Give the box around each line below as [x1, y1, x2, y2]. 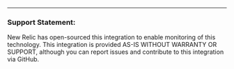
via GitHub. [7, 55, 40, 63]
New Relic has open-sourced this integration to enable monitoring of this [7, 33, 216, 41]
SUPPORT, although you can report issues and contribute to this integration [7, 48, 224, 56]
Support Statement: [7, 17, 76, 27]
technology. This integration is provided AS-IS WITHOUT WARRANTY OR [7, 41, 217, 49]
